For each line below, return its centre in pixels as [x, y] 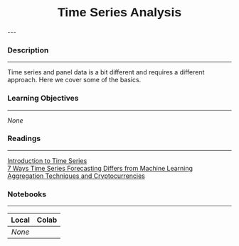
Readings [24, 138]
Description [28, 50]
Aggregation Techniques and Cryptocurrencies [76, 176]
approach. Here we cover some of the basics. [74, 80]
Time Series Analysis [119, 12]
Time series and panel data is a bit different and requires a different [106, 72]
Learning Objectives [43, 99]
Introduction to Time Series [47, 160]
